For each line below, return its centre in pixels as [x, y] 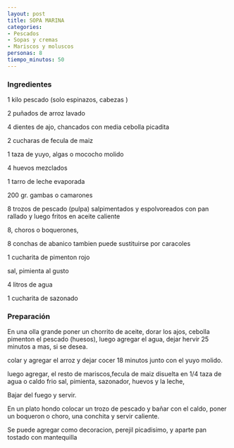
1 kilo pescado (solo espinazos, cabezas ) [68, 100]
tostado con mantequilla [42, 437]
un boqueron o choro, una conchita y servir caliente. [84, 416]
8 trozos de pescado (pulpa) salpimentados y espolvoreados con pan [108, 209]
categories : [25, 27]
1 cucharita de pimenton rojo [49, 257]
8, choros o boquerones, [43, 230]
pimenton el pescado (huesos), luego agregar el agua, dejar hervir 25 [108, 340]
